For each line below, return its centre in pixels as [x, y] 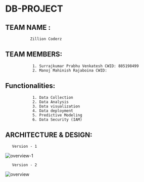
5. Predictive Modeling [57, 115]
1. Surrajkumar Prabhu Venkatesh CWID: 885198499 [85, 66]
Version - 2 [25, 165]
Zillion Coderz [46, 39]
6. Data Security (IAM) [57, 119]
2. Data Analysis [51, 102]
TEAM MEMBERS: [34, 54]
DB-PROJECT [34, 9]
